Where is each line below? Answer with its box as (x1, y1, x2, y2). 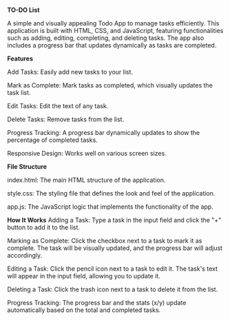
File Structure (7, 163, 47, 171)
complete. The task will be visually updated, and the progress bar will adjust (7, 244, 222, 252)
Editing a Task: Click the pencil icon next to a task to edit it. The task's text (7, 265, 218, 273)
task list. (7, 89, 31, 96)
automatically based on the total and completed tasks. (7, 306, 161, 314)
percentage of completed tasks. (7, 136, 98, 144)
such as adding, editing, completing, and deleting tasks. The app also (7, 34, 205, 42)
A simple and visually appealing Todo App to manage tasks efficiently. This (7, 19, 220, 27)
